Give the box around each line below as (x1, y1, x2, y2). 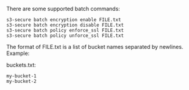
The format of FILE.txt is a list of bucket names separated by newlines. (6, 43, 184, 50)
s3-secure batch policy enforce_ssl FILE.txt (6, 27, 124, 33)
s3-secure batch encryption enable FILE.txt (6, 17, 121, 23)
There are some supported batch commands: (6, 5, 120, 12)
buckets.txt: (6, 62, 37, 68)
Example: (6, 50, 30, 57)
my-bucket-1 (6, 73, 37, 79)
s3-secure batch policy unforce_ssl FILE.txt (6, 33, 124, 39)
